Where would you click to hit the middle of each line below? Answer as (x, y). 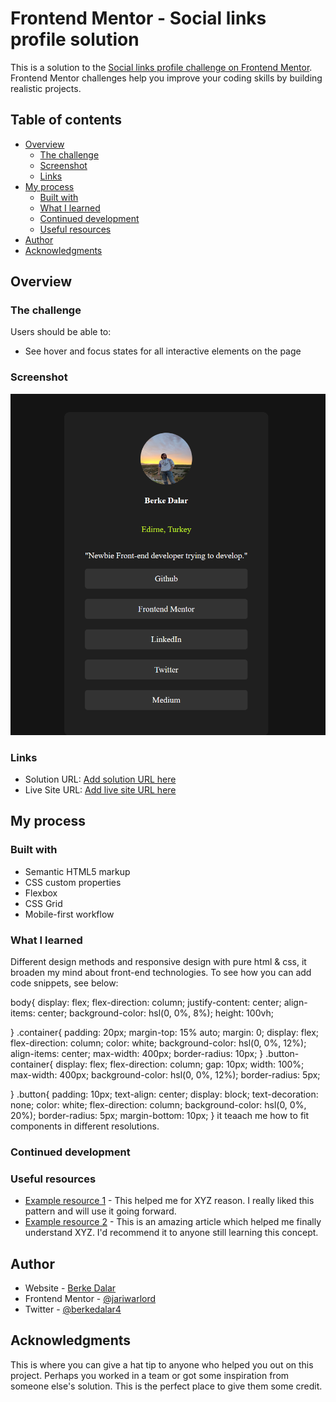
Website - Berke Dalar (70, 1288)
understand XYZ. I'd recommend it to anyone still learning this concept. (171, 1233)
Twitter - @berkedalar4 (73, 1309)
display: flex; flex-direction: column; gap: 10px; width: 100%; (180, 1064)
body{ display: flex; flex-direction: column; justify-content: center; (146, 1002)
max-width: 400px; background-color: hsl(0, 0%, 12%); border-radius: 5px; (165, 1074)
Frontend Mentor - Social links (138, 18)
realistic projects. (46, 88)
